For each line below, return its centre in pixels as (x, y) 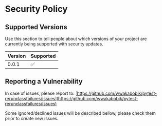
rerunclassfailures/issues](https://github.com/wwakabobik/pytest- (72, 98)
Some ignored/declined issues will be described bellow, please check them (81, 113)
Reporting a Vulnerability (44, 82)
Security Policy (36, 9)
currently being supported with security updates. (54, 44)
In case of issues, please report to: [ (41, 93)
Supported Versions (36, 27)
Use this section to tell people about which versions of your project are (76, 39)
